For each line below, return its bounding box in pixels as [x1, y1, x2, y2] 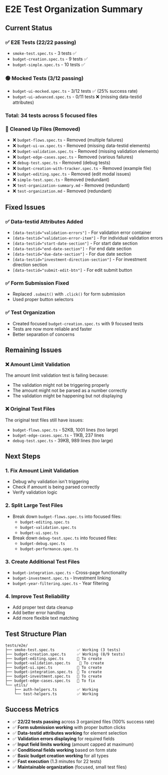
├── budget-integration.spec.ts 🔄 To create [5, 670, 102, 675]
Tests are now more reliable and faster [12, 326, 92, 332]
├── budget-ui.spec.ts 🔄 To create [5, 665, 102, 670]
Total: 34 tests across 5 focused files [5, 112, 98, 119]
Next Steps [5, 452, 41, 461]
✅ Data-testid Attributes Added [5, 218, 83, 225]
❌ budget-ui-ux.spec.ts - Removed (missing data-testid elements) [12, 143, 150, 149]
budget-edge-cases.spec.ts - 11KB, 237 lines [12, 432, 104, 438]
